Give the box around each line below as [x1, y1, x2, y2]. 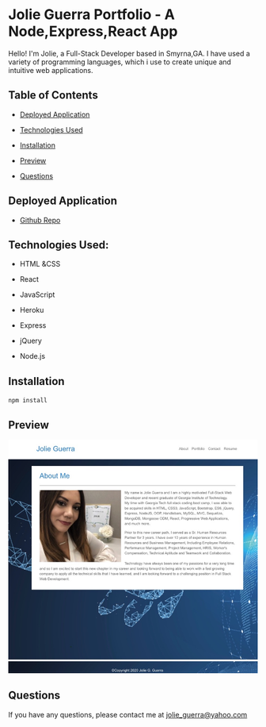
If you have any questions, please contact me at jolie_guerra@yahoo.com [8, 710, 248, 719]
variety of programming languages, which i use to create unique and [8, 57, 232, 67]
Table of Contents [8, 89, 99, 102]
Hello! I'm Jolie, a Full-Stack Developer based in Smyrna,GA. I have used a [8, 48, 251, 58]
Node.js [19, 352, 46, 361]
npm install [8, 397, 47, 405]
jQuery [19, 336, 42, 346]
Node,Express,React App [8, 22, 178, 40]
